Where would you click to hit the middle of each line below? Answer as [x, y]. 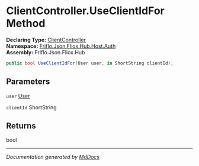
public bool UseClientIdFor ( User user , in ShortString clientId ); [90, 63]
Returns [21, 126]
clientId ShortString [32, 107]
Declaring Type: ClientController [46, 40]
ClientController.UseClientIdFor [85, 11]
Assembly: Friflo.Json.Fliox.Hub [46, 52]
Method [26, 23]
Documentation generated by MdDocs [53, 157]
